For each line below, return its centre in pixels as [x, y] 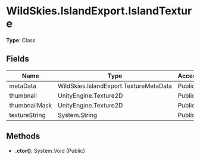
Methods [23, 136]
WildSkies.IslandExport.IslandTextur [99, 11]
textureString [27, 115]
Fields [18, 59]
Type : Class [21, 40]
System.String [77, 115]
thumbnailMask [31, 105]
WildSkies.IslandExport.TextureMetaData [115, 86]
